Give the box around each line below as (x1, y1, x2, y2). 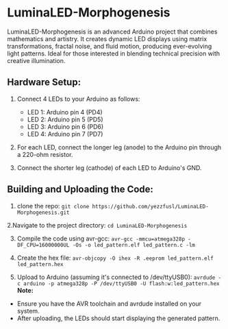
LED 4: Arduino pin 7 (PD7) (27, 130, 103, 138)
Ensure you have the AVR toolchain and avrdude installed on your (16, 300, 202, 308)
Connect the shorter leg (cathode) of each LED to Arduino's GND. (16, 163, 202, 172)
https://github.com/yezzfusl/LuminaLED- (92, 203, 209, 210)
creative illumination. (7, 56, 66, 64)
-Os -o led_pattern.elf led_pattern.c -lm (72, 241, 196, 248)
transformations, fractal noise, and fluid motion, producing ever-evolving (7, 42, 212, 50)
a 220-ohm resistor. (16, 150, 73, 158)
